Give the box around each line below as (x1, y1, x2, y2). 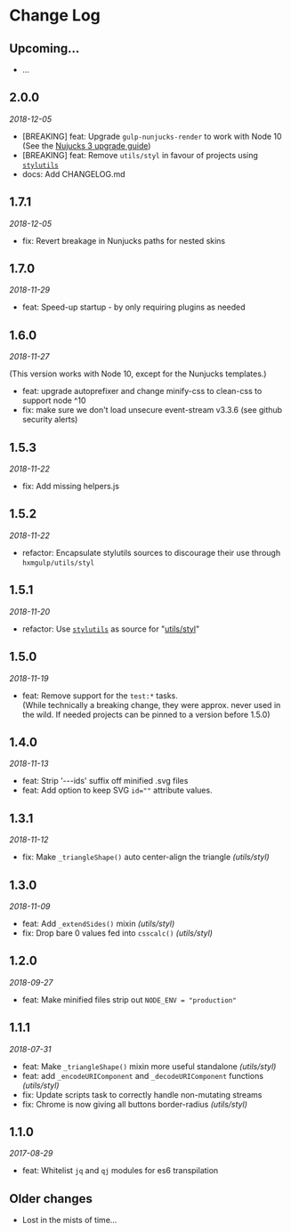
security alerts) (21, 415, 78, 425)
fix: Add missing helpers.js (21, 481, 120, 492)
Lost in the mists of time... (21, 1215, 117, 1226)
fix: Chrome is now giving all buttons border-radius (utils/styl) (21, 1099, 247, 1109)
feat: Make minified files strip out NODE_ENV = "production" (21, 994, 238, 1005)
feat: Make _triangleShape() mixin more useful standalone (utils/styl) (21, 1060, 277, 1072)
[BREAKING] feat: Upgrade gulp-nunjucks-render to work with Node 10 (21, 131, 282, 141)
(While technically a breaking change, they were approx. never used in (21, 699, 281, 710)
